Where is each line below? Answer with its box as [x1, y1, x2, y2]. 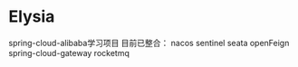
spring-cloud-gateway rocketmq [8, 47, 130, 58]
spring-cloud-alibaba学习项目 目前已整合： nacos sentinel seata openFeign [8, 37, 290, 48]
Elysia [8, 6, 55, 27]
